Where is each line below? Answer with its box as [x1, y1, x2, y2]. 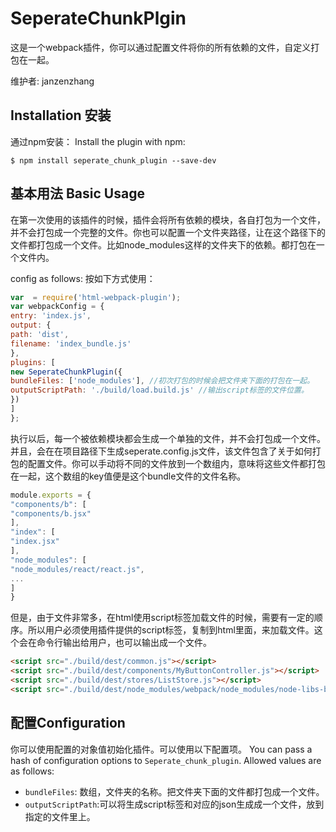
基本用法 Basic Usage [10, 185, 145, 202]
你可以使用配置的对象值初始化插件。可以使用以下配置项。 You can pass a [10, 743, 313, 755]
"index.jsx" [10, 537, 60, 547]
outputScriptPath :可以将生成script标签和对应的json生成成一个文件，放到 [24, 798, 325, 810]
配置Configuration [10, 715, 126, 732]
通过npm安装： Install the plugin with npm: [10, 135, 186, 147]
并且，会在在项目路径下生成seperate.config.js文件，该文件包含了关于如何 [10, 445, 313, 457]
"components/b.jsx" [10, 508, 92, 519]
